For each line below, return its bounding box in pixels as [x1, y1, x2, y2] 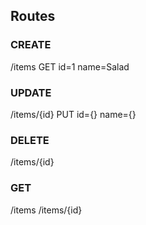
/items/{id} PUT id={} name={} [10, 108, 137, 120]
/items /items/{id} [10, 204, 83, 216]
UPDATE [10, 85, 52, 99]
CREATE [10, 38, 52, 52]
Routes [10, 8, 56, 25]
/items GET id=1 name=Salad [10, 60, 130, 73]
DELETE [10, 133, 50, 147]
